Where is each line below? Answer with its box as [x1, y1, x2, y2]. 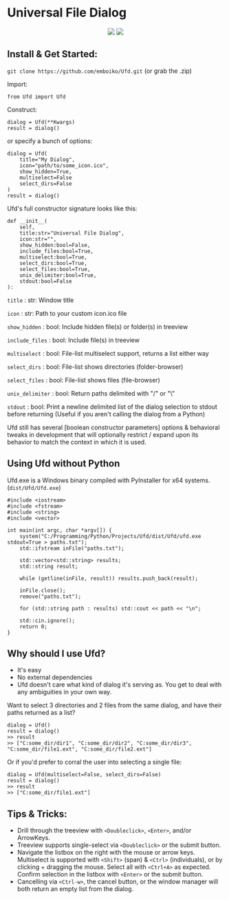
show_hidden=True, [19, 168, 72, 175]
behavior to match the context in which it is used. [7, 438, 146, 446]
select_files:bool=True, [19, 266, 91, 272]
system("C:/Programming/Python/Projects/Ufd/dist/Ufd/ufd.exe [19, 533, 201, 539]
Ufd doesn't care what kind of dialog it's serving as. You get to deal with [17, 681, 222, 689]
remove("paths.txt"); [19, 593, 81, 600]
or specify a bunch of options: [7, 136, 93, 145]
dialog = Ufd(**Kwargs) [7, 118, 76, 125]
